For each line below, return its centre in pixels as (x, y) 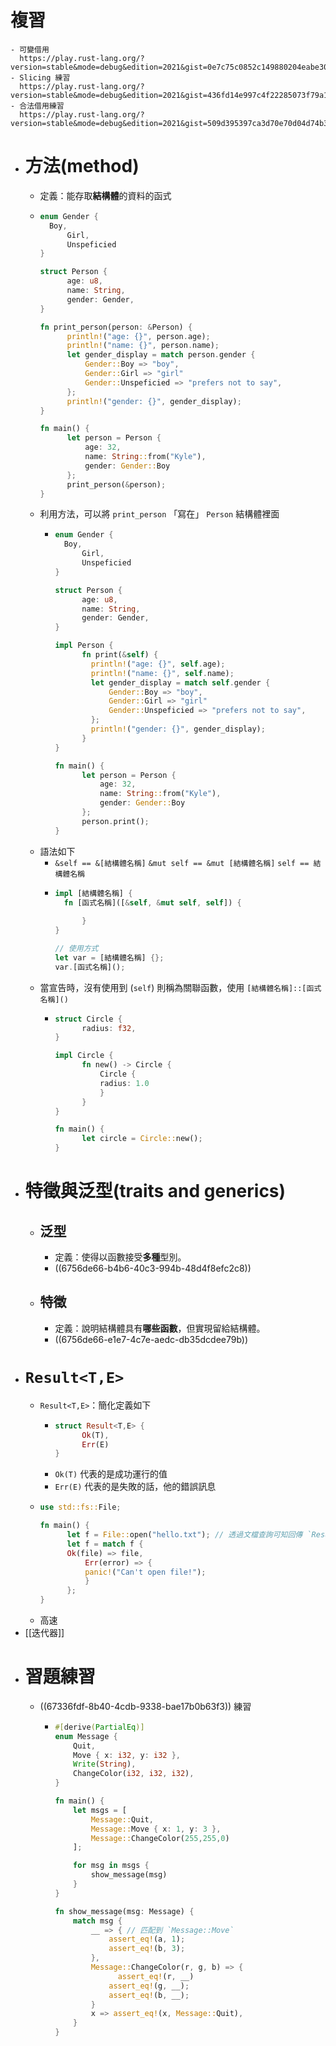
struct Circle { (88, 1019)
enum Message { (86, 1736)
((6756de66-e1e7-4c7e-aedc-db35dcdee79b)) (151, 1339)
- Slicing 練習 (40, 77)
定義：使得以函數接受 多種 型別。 (120, 1257)
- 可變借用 (30, 49)
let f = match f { (105, 1544)
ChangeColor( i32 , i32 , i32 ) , (134, 1774)
